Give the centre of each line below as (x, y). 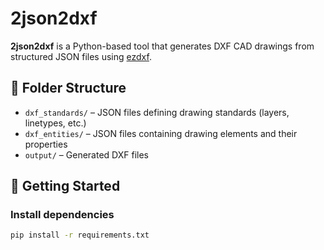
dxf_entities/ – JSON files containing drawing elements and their (161, 133)
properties (46, 144)
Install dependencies (62, 215)
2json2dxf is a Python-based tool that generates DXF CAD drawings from (162, 46)
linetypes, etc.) (55, 123)
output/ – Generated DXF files (86, 154)
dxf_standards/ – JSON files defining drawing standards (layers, (157, 112)
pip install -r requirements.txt (80, 235)
